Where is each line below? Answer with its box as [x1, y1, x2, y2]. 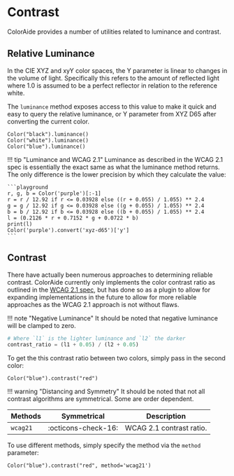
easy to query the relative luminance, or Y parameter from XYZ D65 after [7, 109, 217, 118]
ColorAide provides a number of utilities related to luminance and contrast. [7, 27, 221, 36]
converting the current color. [7, 117, 89, 125]
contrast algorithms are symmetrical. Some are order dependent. [7, 395, 194, 403]
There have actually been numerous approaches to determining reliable [7, 271, 213, 279]
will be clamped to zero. [7, 321, 76, 329]
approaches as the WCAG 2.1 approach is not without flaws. [7, 300, 180, 308]
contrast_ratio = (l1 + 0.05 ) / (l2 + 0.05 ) [7, 341, 139, 348]
